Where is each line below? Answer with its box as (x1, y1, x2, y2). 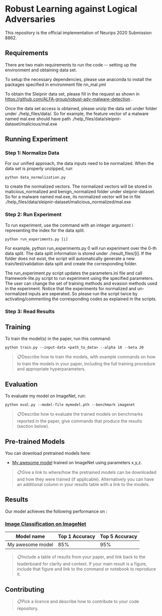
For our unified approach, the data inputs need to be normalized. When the (5, 161, 154, 166)
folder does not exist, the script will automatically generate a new (5, 256, 135, 261)
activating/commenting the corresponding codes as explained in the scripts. (5, 296, 157, 302)
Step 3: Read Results (5, 308, 55, 315)
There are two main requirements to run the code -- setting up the (5, 62, 137, 67)
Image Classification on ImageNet (5, 520, 87, 527)
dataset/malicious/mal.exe (5, 121, 58, 127)
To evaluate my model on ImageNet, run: (5, 393, 86, 399)
